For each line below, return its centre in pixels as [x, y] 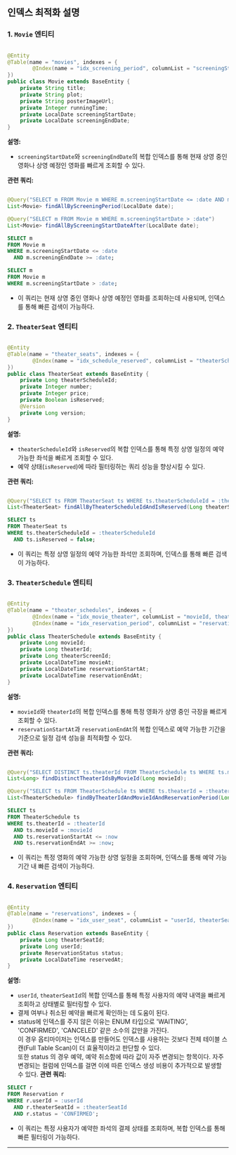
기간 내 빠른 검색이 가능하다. [56, 866]
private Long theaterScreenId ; [66, 656]
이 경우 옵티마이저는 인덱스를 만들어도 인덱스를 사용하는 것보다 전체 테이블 [119, 1039]
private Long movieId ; [53, 643]
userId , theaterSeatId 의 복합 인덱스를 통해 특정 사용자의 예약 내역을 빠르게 [121, 996]
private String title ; [53, 89]
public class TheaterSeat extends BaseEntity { [78, 374]
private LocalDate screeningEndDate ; [75, 121]
